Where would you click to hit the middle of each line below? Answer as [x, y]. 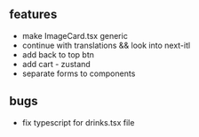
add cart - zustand [56, 64]
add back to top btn [58, 54]
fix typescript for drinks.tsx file [78, 122]
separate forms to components [79, 73]
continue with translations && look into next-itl [106, 45]
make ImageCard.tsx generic [75, 35]
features [33, 15]
